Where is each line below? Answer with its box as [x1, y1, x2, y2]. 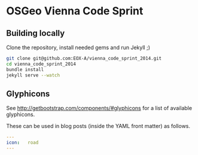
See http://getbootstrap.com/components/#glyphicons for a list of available [6, 105, 193, 112]
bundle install [6, 66, 44, 72]
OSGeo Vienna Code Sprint [6, 4, 144, 18]
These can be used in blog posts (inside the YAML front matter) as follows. [6, 123, 190, 130]
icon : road [6, 139, 39, 146]
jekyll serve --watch [6, 72, 60, 78]
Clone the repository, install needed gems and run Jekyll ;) [6, 44, 151, 51]
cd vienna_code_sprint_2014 [6, 61, 77, 67]
